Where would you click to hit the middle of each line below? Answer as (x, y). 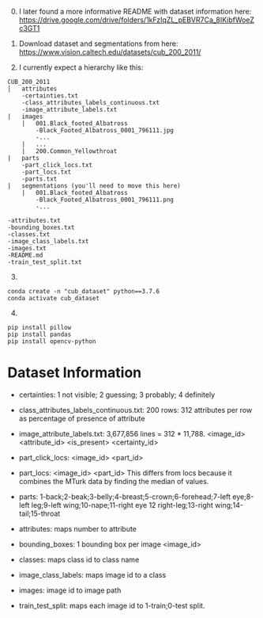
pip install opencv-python (52, 341)
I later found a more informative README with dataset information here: (135, 11)
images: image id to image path (70, 590)
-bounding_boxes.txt (41, 227)
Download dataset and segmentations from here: (98, 44)
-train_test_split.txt (45, 262)
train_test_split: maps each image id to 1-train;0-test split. (112, 605)
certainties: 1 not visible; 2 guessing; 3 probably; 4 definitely (117, 395)
